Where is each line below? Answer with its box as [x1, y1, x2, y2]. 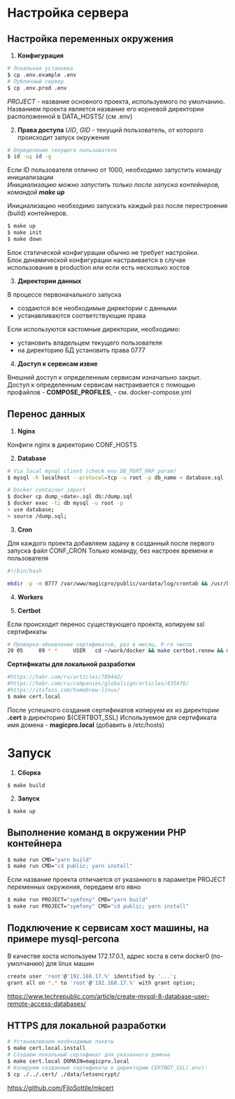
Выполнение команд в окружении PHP [7, 827, 187, 838]
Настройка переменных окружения [7, 33, 173, 45]
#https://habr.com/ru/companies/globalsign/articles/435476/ [7, 680, 190, 687]
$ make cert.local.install [7, 1045, 86, 1052]
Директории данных [17, 277, 82, 285]
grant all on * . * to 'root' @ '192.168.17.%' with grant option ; [7, 979, 196, 986]
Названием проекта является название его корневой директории [7, 104, 204, 113]
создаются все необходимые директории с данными [17, 303, 177, 312]
